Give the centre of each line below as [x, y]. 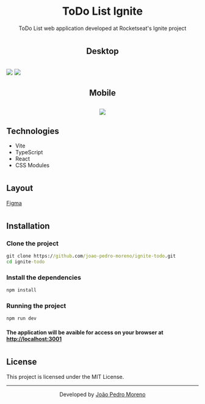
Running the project [36, 306]
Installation [28, 226]
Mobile [103, 93]
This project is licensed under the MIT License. [65, 376]
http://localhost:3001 [34, 339]
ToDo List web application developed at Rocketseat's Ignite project [103, 28]
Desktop [103, 51]
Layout [20, 188]
